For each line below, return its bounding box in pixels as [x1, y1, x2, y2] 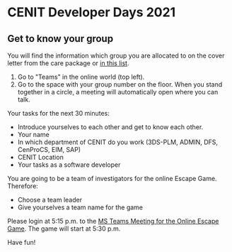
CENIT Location [17, 153, 64, 161]
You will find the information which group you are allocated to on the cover [7, 51, 225, 60]
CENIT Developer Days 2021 [7, 4, 176, 21]
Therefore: [7, 182, 39, 190]
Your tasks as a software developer [17, 160, 121, 169]
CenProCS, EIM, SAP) [17, 146, 81, 153]
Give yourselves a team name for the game [17, 203, 144, 212]
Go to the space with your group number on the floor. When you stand [17, 80, 223, 89]
